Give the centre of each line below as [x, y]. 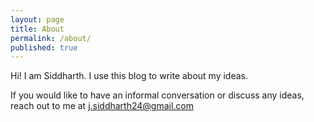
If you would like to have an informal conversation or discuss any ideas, [157, 95]
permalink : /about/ [51, 38]
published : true [44, 47]
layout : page [37, 19]
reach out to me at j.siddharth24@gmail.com [102, 106]
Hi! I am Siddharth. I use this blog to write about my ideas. [129, 76]
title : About [37, 29]
